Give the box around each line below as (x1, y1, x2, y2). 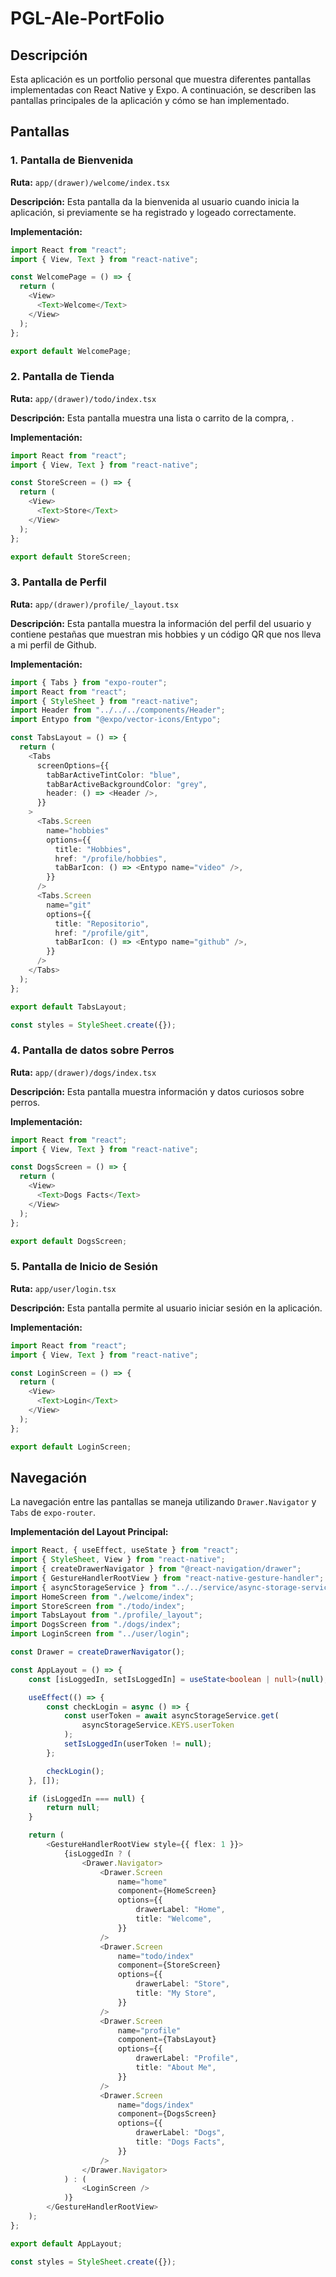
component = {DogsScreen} (117, 2109, 217, 2119)
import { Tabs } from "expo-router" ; (10, 677, 168, 687)
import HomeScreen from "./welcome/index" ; (10, 1592, 195, 1602)
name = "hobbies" (46, 825, 110, 836)
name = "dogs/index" (117, 2100, 195, 2110)
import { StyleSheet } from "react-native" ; (10, 696, 199, 706)
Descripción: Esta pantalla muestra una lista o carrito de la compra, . (10, 412, 295, 424)
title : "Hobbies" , (54, 844, 132, 854)
